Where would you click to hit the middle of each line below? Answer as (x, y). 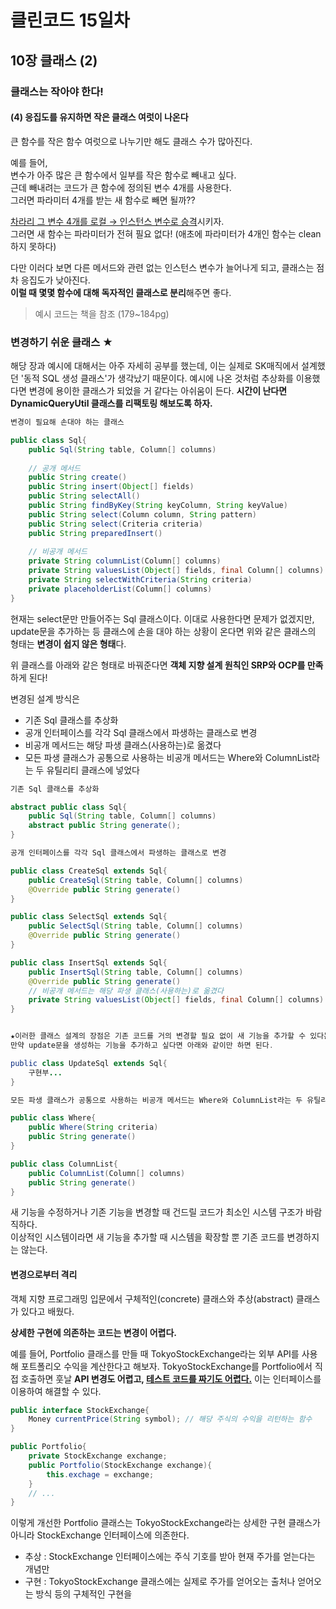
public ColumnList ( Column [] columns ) (107, 1173)
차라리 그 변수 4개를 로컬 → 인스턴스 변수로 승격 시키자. (117, 221)
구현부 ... (45, 1072)
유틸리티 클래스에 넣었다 (93, 770)
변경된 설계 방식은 (45, 698)
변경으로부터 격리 (44, 1274)
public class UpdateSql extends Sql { (89, 1063)
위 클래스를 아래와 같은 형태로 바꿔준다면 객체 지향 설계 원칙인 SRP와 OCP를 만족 (167, 665)
